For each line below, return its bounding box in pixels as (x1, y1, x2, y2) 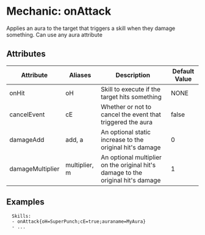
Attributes (6, 49, 46, 59)
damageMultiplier (9, 164, 60, 173)
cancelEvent (9, 110, 45, 119)
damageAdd (9, 135, 45, 144)
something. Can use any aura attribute (6, 31, 103, 38)
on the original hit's (100, 160, 156, 169)
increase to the (100, 135, 144, 144)
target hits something (100, 92, 162, 101)
